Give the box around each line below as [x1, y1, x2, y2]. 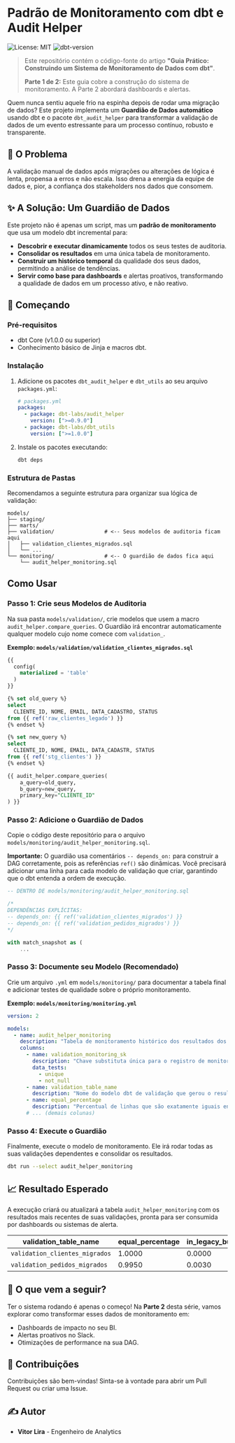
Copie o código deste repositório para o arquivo [7, 831, 145, 839]
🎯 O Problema [7, 148, 68, 160]
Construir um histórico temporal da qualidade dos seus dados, [17, 257, 201, 265]
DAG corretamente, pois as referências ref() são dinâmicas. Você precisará [7, 859, 227, 868]
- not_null [38, 1077, 71, 1084]
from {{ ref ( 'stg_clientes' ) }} [7, 753, 101, 760]
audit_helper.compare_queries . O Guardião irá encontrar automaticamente [7, 622, 222, 630]
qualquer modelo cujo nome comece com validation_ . [7, 630, 166, 638]
